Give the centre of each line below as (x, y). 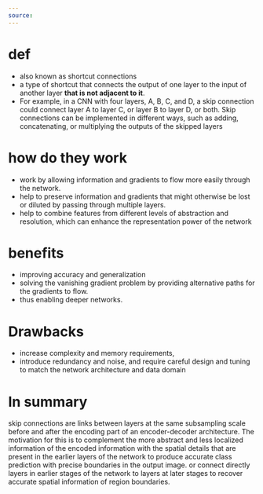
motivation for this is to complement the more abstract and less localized (126, 440)
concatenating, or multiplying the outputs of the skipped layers (121, 126)
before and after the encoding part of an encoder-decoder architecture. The (131, 432)
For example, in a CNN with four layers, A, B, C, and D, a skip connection (137, 101)
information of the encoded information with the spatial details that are (122, 448)
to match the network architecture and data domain (102, 370)
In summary (48, 402)
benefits (36, 253)
